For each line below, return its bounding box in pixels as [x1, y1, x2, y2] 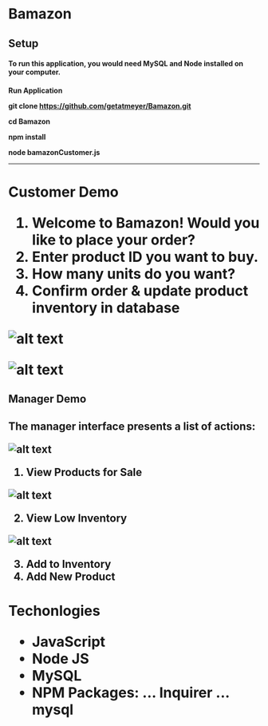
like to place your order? [31, 231, 196, 248]
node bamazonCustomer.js [8, 147, 100, 157]
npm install [8, 132, 46, 141]
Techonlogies [8, 601, 101, 620]
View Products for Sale [26, 465, 143, 479]
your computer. [8, 67, 61, 77]
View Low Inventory [26, 511, 128, 525]
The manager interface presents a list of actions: [8, 419, 256, 433]
